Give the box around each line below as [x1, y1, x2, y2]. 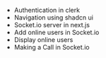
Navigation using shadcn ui [13, 13, 94, 22]
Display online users [13, 36, 73, 44]
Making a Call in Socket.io [13, 43, 90, 51]
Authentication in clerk [13, 6, 80, 14]
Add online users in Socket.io [13, 28, 100, 36]
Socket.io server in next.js [13, 21, 90, 29]
